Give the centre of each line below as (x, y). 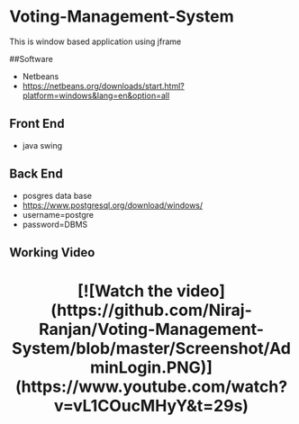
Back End (36, 174)
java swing (42, 145)
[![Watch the (126, 291)
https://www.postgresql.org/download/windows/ (113, 205)
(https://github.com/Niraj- (151, 310)
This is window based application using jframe (95, 41)
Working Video (52, 253)
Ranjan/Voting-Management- (151, 329)
